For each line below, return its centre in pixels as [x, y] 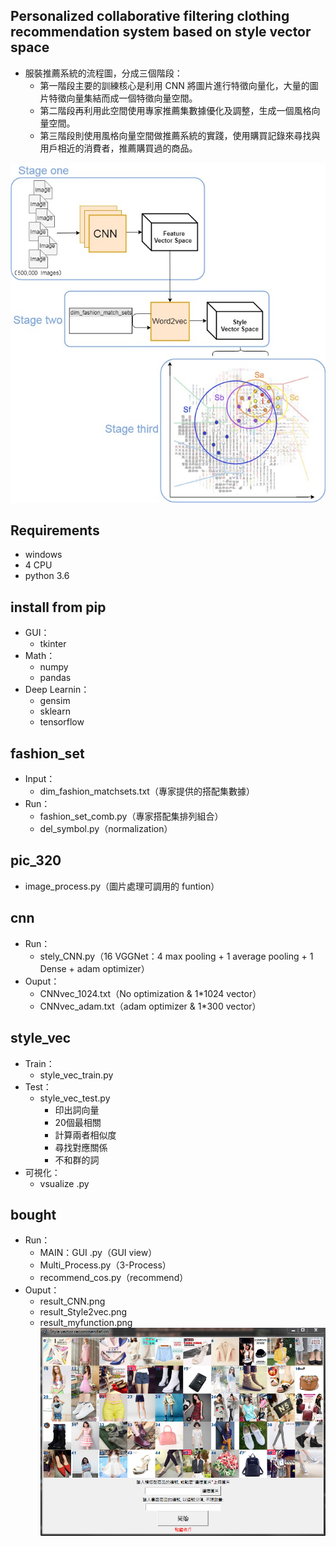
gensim [55, 701]
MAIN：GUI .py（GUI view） [98, 1253]
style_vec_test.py [75, 1098]
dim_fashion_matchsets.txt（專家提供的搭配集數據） [147, 791]
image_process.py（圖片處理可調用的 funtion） [122, 886]
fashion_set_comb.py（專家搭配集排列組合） [131, 816]
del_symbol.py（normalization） [106, 829]
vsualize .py [64, 1183]
